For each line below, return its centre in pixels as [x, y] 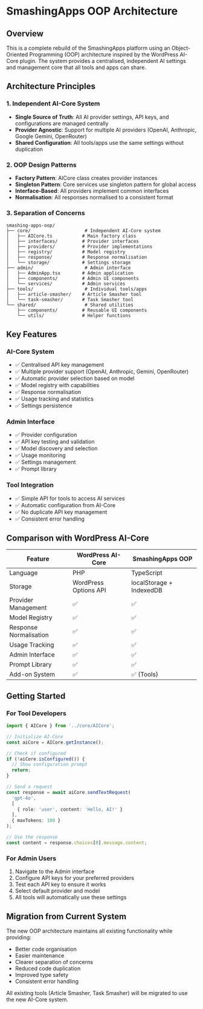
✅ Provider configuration [46, 435]
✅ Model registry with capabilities [57, 385]
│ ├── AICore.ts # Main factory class [71, 236]
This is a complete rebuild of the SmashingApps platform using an [88, 48]
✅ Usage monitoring [40, 455]
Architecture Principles [51, 86]
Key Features [32, 334]
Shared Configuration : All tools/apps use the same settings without [99, 142]
